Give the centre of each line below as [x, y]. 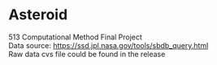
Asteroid [38, 15]
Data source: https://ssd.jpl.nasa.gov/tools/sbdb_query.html [108, 45]
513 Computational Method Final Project [75, 37]
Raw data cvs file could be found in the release [87, 54]
